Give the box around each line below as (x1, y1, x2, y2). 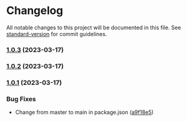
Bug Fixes (6, 95, 37, 103)
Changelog (6, 4, 63, 18)
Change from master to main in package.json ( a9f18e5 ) (15, 109, 154, 116)
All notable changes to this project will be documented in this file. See (6, 24, 182, 31)
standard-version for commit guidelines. (6, 30, 107, 37)
